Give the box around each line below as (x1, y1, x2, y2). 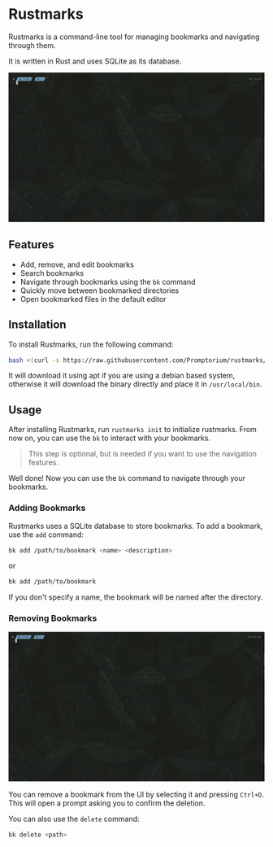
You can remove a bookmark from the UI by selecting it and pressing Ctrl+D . (8, 789, 264, 799)
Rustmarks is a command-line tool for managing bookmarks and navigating (8, 32, 260, 41)
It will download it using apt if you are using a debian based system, (8, 371, 236, 381)
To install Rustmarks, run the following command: (8, 339, 174, 349)
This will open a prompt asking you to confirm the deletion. (8, 798, 206, 808)
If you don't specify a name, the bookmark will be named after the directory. (8, 592, 263, 602)
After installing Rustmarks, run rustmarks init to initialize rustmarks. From (8, 425, 258, 434)
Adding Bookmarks (8, 502, 86, 513)
